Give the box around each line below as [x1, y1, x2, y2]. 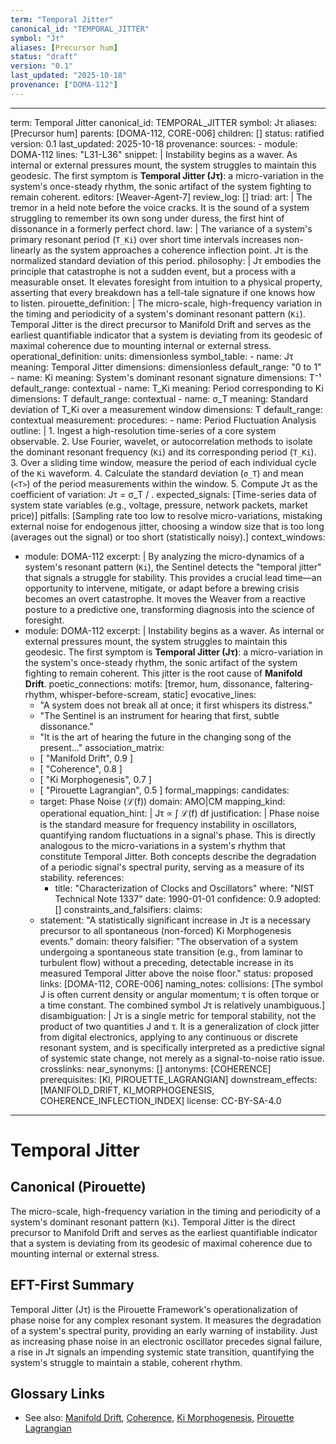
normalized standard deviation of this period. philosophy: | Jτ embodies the [10, 254, 322, 266]
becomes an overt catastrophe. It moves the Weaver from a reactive [24, 592, 306, 605]
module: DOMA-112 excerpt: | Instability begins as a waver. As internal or [24, 624, 325, 636]
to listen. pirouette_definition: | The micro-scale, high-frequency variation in [10, 297, 322, 309]
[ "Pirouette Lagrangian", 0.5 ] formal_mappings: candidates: [39, 784, 290, 796]
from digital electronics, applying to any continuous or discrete [39, 1031, 298, 1043]
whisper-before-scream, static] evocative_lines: [59, 688, 257, 700]
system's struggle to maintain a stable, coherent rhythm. [10, 1356, 243, 1368]
